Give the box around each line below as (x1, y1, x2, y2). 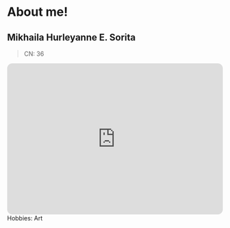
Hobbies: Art (7, 214, 43, 222)
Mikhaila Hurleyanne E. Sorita (7, 32, 136, 43)
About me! (7, 4, 68, 20)
